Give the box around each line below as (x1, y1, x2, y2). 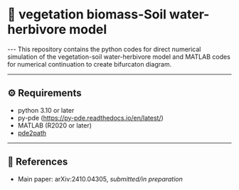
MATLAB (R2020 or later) (17, 121, 92, 130)
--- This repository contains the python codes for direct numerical (7, 45, 201, 53)
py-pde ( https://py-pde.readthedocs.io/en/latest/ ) (17, 113, 164, 122)
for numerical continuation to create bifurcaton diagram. (7, 60, 172, 68)
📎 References (7, 156, 68, 168)
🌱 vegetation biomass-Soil (7, 6, 167, 23)
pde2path (17, 128, 47, 137)
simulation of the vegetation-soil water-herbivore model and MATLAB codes (7, 52, 231, 61)
